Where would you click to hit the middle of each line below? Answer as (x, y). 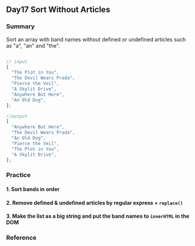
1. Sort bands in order (33, 189)
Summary (21, 27)
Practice (18, 175)
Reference (21, 238)
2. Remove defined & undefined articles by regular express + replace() (95, 202)
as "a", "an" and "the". (33, 45)
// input (17, 61)
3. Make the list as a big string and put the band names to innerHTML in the (98, 216)
